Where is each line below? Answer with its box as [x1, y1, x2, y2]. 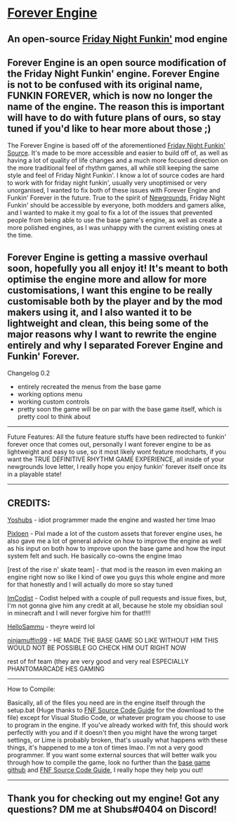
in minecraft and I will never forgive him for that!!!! [7, 609, 151, 617]
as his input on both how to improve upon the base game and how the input [7, 544, 226, 553]
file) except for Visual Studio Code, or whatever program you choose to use [7, 714, 226, 722]
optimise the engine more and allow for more [7, 273, 207, 285]
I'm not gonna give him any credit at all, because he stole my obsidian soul [7, 601, 223, 610]
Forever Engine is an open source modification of [7, 56, 227, 68]
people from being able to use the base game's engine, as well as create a [7, 216, 223, 224]
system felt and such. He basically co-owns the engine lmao [7, 552, 183, 560]
